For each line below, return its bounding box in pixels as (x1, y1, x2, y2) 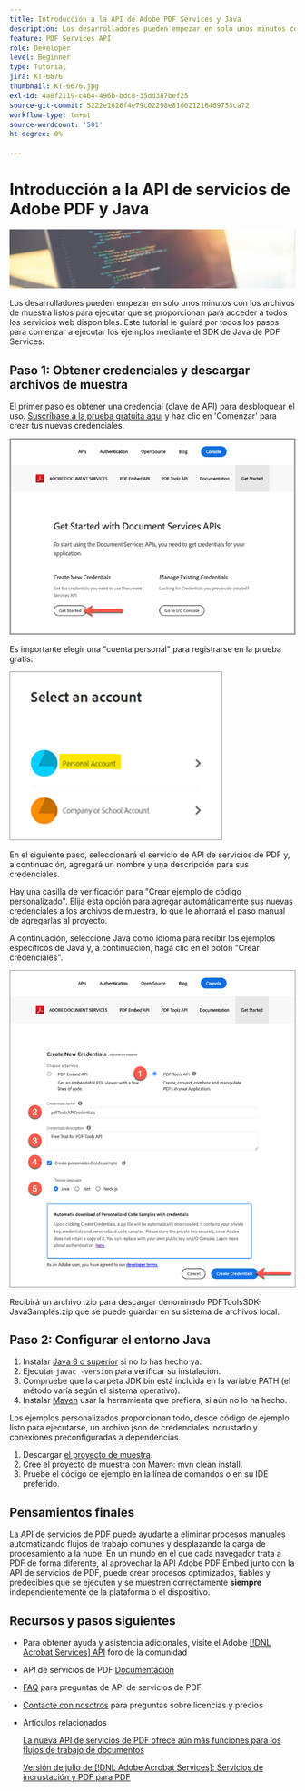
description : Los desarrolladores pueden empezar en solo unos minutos (9, 24, 286, 34)
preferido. (22, 1479, 61, 1489)
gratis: (9, 654, 34, 665)
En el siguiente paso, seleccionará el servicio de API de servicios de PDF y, (9, 849, 290, 860)
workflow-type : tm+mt (9, 110, 92, 120)
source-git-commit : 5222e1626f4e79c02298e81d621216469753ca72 (9, 101, 250, 110)
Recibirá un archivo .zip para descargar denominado (9, 1296, 206, 1307)
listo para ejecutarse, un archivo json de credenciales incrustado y (9, 1422, 259, 1433)
